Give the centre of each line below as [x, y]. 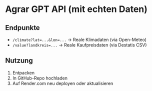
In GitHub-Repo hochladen [40, 78]
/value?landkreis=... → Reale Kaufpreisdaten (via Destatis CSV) [79, 45]
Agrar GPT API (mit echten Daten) [76, 9]
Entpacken [23, 72]
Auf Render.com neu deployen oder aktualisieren [63, 83]
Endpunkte [22, 28]
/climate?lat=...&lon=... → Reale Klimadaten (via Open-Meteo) [79, 39]
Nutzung [19, 61]
